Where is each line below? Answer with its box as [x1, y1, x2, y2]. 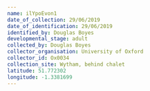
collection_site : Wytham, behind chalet [7, 61, 126, 68]
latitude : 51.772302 [7, 67, 67, 74]
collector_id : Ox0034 [7, 55, 70, 62]
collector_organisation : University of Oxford [7, 49, 144, 55]
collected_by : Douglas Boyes [7, 42, 91, 49]
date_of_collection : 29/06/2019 [7, 16, 100, 23]
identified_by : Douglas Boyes [7, 29, 95, 36]
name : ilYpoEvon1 [7, 10, 57, 17]
